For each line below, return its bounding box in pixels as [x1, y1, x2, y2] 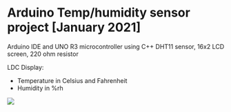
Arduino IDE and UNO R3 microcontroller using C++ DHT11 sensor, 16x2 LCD [7, 42, 225, 50]
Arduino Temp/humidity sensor [7, 5, 191, 21]
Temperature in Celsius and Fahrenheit [17, 76, 128, 84]
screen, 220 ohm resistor [7, 50, 79, 58]
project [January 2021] [7, 19, 141, 35]
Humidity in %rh [17, 84, 63, 92]
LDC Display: [7, 63, 44, 71]
